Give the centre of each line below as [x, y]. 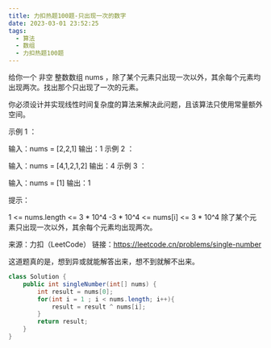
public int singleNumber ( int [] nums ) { [90, 284]
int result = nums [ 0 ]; [75, 292]
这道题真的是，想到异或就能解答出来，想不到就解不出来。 [104, 261]
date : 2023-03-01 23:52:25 [54, 23]
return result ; [63, 322]
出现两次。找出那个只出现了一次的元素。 [75, 87]
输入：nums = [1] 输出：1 [50, 183]
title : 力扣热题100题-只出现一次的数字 [67, 16]
